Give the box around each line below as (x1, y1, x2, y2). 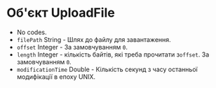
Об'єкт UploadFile (6, 5, 115, 21)
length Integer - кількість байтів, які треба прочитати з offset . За (16, 50, 210, 59)
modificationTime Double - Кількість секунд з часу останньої (16, 65, 198, 73)
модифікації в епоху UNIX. (16, 72, 96, 81)
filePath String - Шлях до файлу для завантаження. (16, 35, 171, 43)
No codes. (16, 28, 47, 36)
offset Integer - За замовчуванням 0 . (16, 43, 128, 51)
